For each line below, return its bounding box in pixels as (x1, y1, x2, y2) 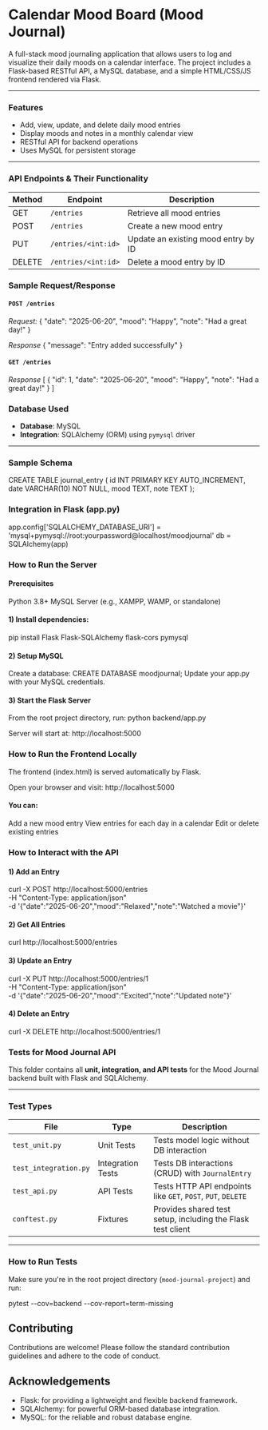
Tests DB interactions (153, 1157, 234, 1169)
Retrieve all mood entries (127, 207, 221, 218)
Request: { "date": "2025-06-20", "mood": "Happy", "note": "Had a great (8, 316, 247, 325)
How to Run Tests (8, 1257, 78, 1268)
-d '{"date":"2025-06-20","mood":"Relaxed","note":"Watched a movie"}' (8, 902, 246, 911)
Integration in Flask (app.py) (8, 504, 120, 515)
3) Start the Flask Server (8, 695, 92, 705)
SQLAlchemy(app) (8, 539, 69, 548)
